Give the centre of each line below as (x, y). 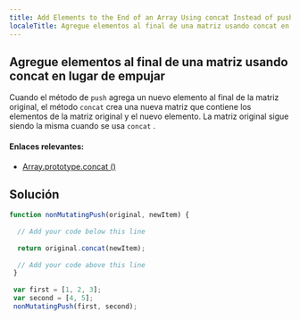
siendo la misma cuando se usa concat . (83, 126)
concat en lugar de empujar (87, 76)
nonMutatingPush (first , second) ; (75, 306)
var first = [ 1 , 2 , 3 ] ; (57, 290)
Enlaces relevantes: (47, 146)
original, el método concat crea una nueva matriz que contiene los (130, 107)
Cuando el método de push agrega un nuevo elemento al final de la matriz (144, 97)
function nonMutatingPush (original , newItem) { (100, 215)
